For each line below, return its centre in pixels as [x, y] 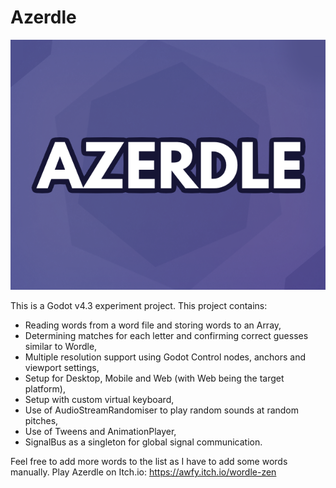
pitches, [41, 420]
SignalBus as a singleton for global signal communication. [143, 442]
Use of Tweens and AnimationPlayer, [100, 431]
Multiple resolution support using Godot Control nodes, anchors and [165, 357]
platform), [45, 388]
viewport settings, [62, 367]
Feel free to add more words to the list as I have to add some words [149, 461]
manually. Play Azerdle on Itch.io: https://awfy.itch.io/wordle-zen [143, 472]
